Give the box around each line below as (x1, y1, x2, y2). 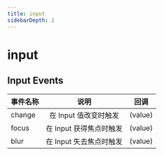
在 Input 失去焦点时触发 (46, 136, 123, 146)
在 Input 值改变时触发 (49, 110, 119, 120)
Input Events (7, 75, 64, 87)
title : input (7, 10, 46, 17)
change (11, 110, 36, 120)
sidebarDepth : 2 (7, 17, 55, 24)
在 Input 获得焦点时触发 (46, 123, 123, 133)
